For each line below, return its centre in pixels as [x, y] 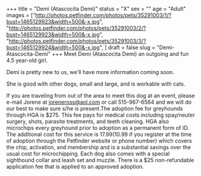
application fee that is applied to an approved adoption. [75, 167]
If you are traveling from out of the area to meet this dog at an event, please [100, 96]
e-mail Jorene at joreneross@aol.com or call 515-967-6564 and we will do [99, 102]
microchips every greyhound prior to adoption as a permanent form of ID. [98, 128]
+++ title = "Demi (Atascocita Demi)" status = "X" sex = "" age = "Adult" [96, 9]
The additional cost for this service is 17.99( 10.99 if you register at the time [99, 134]
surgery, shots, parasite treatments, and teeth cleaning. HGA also [88, 121]
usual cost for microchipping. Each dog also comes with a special [88, 154]
